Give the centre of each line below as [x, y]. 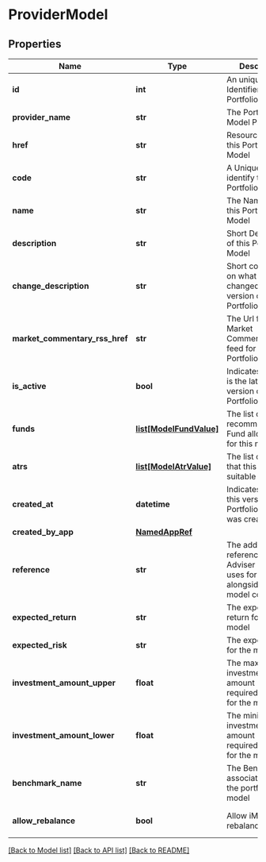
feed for [241, 348]
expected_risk [40, 645]
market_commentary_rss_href [70, 339]
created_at [33, 504]
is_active [29, 386]
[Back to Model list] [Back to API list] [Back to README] [99, 850]
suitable [241, 476]
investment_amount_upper [64, 683]
